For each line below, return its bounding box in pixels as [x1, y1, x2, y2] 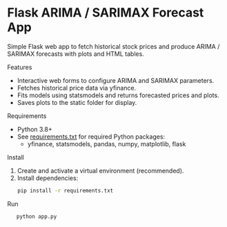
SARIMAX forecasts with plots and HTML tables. [7, 50, 145, 58]
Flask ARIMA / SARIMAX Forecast [7, 5, 204, 21]
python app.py [16, 213, 57, 220]
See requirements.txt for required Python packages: [17, 132, 166, 141]
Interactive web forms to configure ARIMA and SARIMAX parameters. [17, 76, 215, 84]
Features [7, 63, 32, 71]
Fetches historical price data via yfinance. [17, 83, 137, 92]
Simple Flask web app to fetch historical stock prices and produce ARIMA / [7, 42, 220, 50]
